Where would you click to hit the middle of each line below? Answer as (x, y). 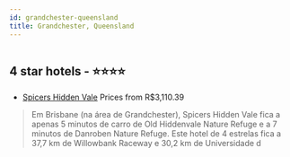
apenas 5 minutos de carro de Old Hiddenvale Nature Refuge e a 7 (154, 124)
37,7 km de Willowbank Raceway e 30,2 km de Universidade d (146, 144)
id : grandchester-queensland (64, 17)
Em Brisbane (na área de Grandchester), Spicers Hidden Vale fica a (156, 115)
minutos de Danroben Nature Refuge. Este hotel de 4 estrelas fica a (156, 134)
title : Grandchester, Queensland (72, 26)
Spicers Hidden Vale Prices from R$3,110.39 (103, 97)
